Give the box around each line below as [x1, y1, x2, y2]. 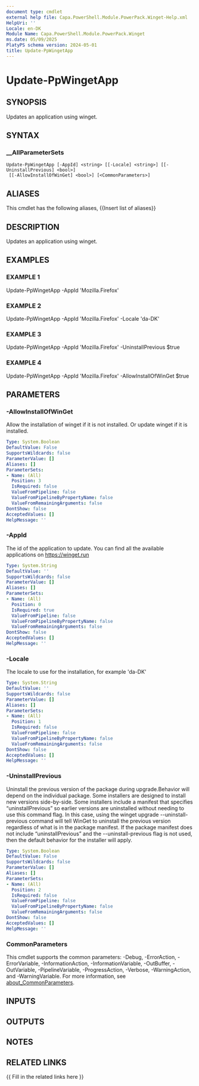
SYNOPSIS [6, 97, 47, 108]
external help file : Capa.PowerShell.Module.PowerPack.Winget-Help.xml [6, 14, 188, 20]
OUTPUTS [6, 1017, 45, 1027]
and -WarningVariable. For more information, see [6, 973, 126, 980]
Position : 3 [11, 478, 42, 484]
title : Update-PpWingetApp [6, 48, 73, 54]
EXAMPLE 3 [6, 330, 42, 338]
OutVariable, [6, 966, 37, 974]
